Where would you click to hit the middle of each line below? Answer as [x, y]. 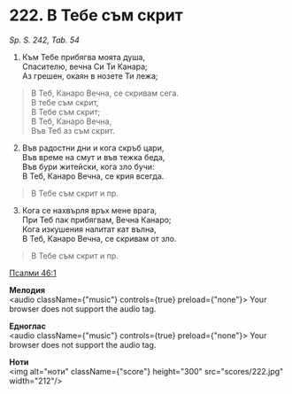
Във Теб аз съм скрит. [73, 130]
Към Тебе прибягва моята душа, [84, 57]
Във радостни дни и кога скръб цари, [93, 148]
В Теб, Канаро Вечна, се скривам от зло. [99, 238]
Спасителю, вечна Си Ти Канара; [85, 66]
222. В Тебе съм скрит [96, 15]
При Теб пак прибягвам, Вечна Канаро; [96, 220]
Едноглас [27, 326]
